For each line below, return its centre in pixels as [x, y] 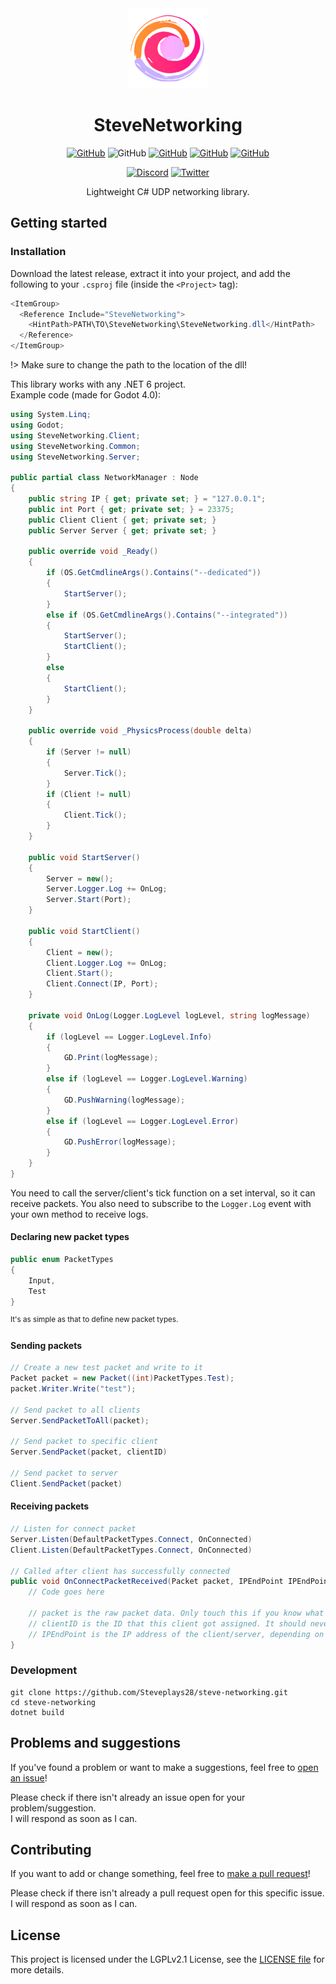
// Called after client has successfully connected [120, 1571]
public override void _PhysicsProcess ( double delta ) [140, 731]
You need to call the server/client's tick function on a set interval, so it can [163, 1193]
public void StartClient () [84, 931]
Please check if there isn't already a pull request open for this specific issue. [167, 1893]
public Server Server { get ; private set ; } [122, 530]
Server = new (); [80, 878]
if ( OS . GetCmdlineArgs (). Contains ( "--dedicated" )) [154, 573]
